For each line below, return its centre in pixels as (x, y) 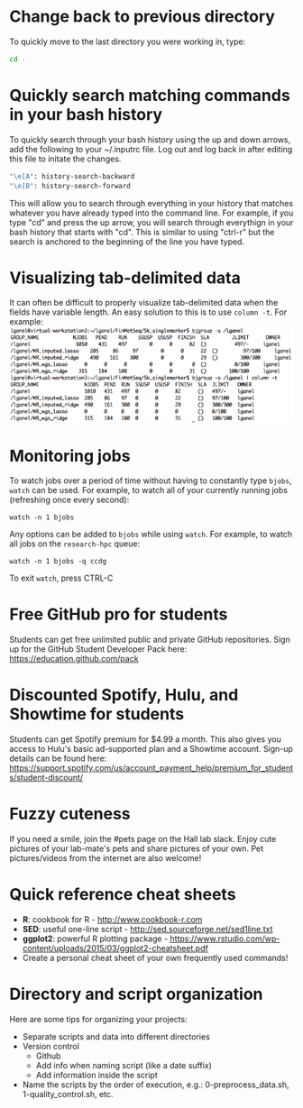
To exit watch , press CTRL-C (61, 578)
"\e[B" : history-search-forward (70, 186)
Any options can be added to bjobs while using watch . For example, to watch (151, 535)
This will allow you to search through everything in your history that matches (151, 203)
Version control (50, 1046)
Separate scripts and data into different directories (116, 1036)
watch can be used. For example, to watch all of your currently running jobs (149, 490)
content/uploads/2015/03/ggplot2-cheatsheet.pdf (115, 948)
